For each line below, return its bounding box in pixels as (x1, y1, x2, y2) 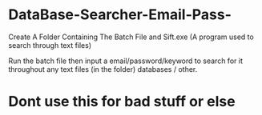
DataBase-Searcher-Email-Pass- (8, 6, 232, 24)
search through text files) (8, 40, 92, 50)
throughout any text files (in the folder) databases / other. (8, 64, 198, 73)
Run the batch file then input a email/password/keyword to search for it (8, 56, 243, 65)
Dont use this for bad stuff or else (8, 93, 236, 111)
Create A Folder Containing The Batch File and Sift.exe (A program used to (8, 32, 254, 42)
